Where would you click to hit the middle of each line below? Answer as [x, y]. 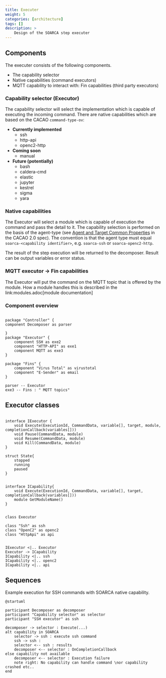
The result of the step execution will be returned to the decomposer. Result [82, 253]
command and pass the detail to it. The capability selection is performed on [83, 227]
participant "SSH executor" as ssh [42, 619]
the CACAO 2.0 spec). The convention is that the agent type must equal [78, 238]
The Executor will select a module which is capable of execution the [75, 222]
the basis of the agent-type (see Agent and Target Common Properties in [80, 233]
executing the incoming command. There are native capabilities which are [81, 115]
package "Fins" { [23, 364]
